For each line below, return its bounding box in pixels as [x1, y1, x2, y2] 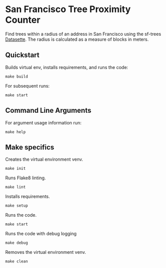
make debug [5, 240, 28, 245]
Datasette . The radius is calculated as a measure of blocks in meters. [5, 36, 149, 42]
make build [5, 74, 28, 79]
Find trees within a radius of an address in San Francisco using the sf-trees [5, 31, 161, 37]
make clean [5, 259, 28, 264]
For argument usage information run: [5, 119, 82, 125]
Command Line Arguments [5, 106, 92, 115]
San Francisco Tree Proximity [5, 4, 131, 15]
